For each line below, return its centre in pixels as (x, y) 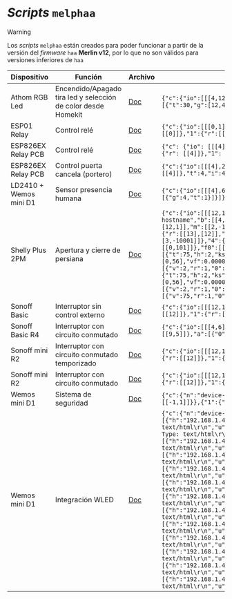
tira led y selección (86, 97)
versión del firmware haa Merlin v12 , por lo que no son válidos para (103, 53)
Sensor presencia (84, 189)
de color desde (79, 106)
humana (68, 198)
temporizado (76, 363)
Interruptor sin (78, 306)
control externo (80, 314)
